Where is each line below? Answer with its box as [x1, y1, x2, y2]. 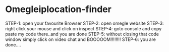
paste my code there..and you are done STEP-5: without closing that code [5, 31, 159, 37]
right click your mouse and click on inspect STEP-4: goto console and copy [5, 25, 162, 31]
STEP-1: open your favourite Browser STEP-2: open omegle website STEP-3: [5, 20, 164, 26]
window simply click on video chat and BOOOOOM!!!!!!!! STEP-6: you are [5, 36, 156, 42]
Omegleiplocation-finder [5, 4, 112, 15]
